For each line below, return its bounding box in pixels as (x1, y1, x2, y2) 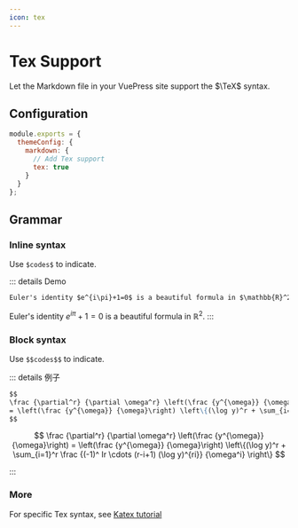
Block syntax (9, 334, 67, 346)
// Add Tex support (32, 154, 105, 163)
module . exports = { (9, 130, 82, 138)
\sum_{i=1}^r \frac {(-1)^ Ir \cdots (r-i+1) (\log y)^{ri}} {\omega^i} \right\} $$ (12, 449, 286, 460)
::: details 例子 (9, 372, 60, 382)
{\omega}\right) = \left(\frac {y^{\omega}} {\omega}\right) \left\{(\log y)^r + (12, 440, 286, 451)
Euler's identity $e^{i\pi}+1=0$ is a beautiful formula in (9, 294, 237, 303)
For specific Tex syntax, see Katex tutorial (9, 508, 162, 519)
